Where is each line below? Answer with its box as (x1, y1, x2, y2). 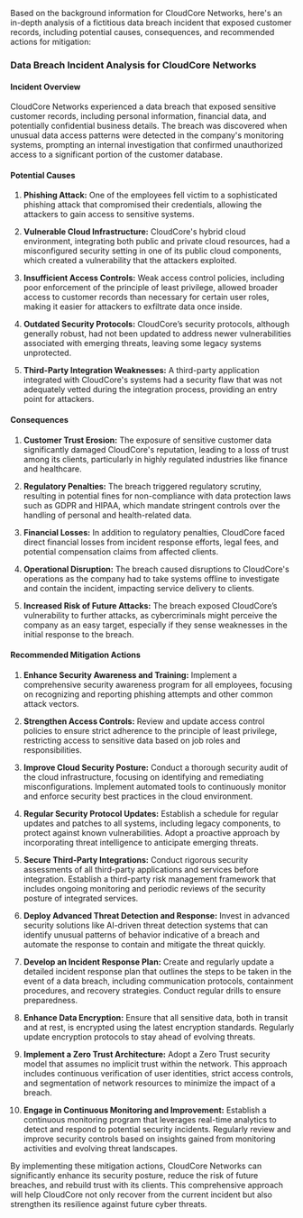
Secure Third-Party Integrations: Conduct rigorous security (23, 854, 249, 865)
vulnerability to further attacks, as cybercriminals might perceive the (23, 609, 278, 620)
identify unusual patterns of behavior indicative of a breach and (23, 929, 261, 940)
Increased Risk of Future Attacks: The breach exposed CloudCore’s (23, 600, 278, 611)
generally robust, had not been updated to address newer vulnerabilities (23, 328, 292, 339)
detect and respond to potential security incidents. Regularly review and (23, 1123, 291, 1134)
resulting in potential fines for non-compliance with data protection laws (23, 490, 291, 501)
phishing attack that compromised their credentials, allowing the (23, 199, 262, 210)
